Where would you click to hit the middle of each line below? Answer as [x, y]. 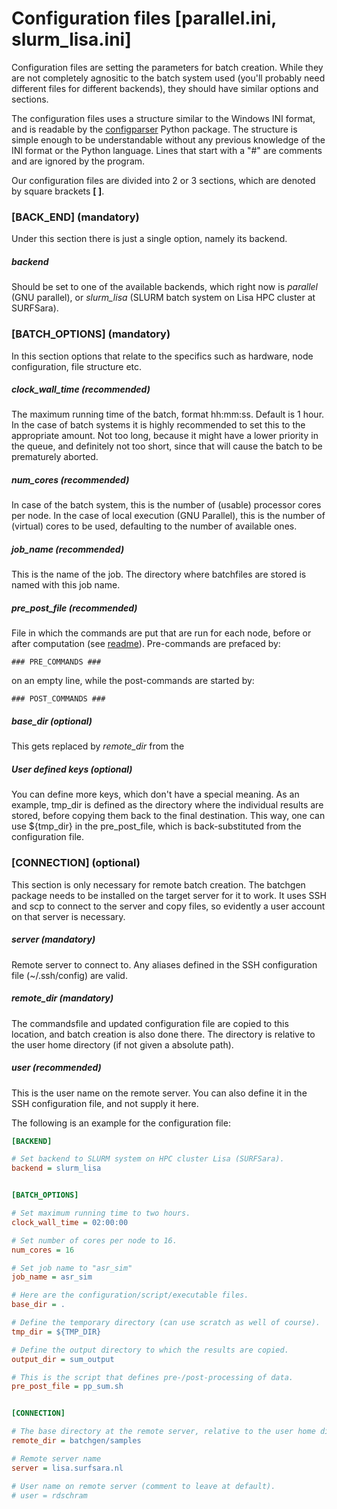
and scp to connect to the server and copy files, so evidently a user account [168, 906]
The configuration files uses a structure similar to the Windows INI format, [163, 118]
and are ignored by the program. [78, 161]
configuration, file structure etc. [77, 366]
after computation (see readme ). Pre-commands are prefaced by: [146, 644]
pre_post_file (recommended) [74, 608]
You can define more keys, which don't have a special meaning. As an [155, 794]
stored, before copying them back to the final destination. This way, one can [168, 816]
